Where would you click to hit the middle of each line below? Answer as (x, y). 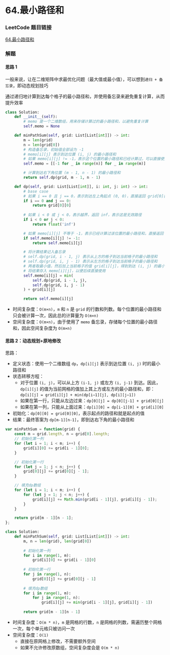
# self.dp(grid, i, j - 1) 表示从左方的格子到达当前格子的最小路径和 (91, 261)
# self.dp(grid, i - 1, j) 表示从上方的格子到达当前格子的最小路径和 (91, 257)
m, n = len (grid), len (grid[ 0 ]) (58, 541)
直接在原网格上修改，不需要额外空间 (58, 641)
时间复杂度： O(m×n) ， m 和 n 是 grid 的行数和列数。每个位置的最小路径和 (87, 309)
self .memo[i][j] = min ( (48, 276)
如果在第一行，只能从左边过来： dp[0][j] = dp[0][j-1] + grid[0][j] (92, 401)
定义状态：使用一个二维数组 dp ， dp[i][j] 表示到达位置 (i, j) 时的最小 (87, 364)
